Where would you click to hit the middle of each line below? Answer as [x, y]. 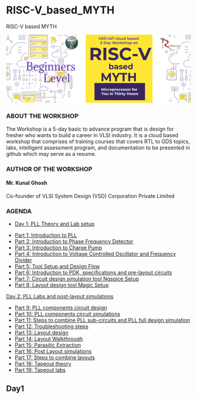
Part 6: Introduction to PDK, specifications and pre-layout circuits [93, 272]
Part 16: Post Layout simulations [53, 352]
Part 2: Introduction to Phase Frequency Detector [74, 241]
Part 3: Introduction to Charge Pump [58, 248]
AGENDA [19, 211]
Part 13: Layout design [41, 333]
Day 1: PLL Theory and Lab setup [55, 224]
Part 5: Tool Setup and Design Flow [57, 267]
